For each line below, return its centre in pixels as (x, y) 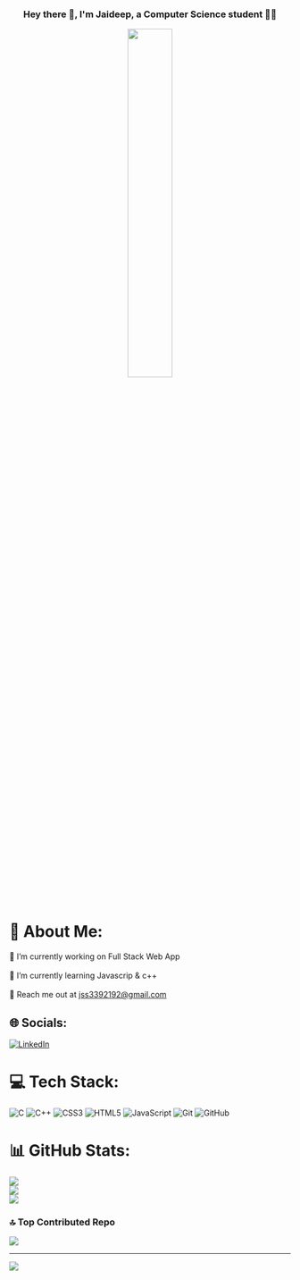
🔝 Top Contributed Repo (62, 1222)
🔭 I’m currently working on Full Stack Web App (95, 956)
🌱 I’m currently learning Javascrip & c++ (83, 976)
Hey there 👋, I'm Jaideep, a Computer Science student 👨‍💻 (150, 14)
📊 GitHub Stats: (70, 1151)
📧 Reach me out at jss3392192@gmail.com (88, 995)
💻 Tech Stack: (64, 1082)
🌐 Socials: (38, 1023)
